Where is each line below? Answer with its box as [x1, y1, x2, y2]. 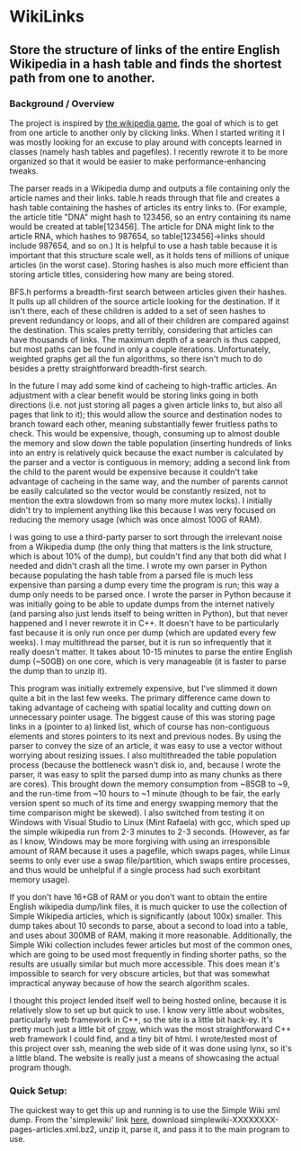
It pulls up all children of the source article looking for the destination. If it [9, 295, 280, 307]
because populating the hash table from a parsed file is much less [9, 570, 253, 580]
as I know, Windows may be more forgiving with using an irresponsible [9, 835, 270, 847]
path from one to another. [9, 70, 155, 85]
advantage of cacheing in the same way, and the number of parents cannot [9, 475, 288, 487]
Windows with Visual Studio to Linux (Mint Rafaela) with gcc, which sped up [9, 816, 290, 827]
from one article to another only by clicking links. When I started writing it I [9, 127, 286, 138]
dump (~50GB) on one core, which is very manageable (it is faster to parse [9, 655, 287, 667]
